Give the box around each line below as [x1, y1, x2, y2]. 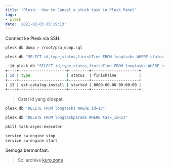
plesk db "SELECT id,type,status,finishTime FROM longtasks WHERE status [5, 54, 164, 60]
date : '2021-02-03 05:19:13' [5, 21, 67, 27]
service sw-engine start [5, 138, 58, 143]
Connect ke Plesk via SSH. [5, 35, 61, 41]
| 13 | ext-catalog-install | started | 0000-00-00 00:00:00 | [5, 82, 142, 88]
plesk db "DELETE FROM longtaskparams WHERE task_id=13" [5, 115, 128, 120]
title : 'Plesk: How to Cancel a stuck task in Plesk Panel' [5, 7, 137, 13]
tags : [5, 12, 17, 17]
